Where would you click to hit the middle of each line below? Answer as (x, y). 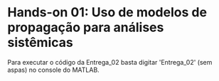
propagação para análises (86, 27)
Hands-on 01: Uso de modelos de (107, 12)
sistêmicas (40, 43)
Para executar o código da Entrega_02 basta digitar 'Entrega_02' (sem (110, 62)
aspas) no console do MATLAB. (53, 70)
